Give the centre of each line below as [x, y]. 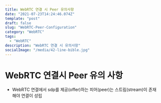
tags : [10, 37]
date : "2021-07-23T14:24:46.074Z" [40, 14]
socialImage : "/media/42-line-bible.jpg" [48, 50]
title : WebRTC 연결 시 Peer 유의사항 [40, 9]
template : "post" [23, 18]
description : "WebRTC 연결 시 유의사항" [43, 45]
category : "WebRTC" [25, 32]
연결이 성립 [32, 96]
